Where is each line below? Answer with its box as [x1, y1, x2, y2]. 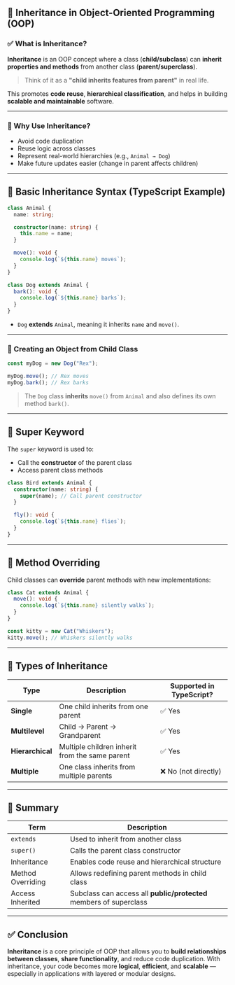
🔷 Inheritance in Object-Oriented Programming [7, 7, 215, 19]
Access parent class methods [17, 466, 104, 474]
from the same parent [59, 750, 131, 760]
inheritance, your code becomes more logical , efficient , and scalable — [7, 962, 217, 970]
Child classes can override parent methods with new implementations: [7, 575, 211, 584]
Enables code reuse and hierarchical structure [69, 857, 222, 867]
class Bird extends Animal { [7, 479, 92, 487]
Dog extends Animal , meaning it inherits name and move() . [17, 320, 180, 329]
